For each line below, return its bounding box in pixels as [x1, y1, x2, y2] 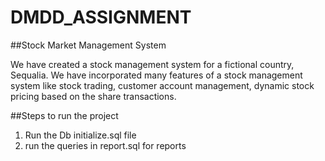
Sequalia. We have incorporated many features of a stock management [10, 69, 303, 81]
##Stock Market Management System [10, 39, 167, 51]
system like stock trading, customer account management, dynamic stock [10, 79, 315, 91]
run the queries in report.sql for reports [24, 139, 187, 151]
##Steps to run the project [10, 109, 119, 121]
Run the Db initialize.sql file [24, 129, 137, 141]
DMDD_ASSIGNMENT [10, 6, 192, 29]
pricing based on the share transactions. [10, 90, 177, 102]
